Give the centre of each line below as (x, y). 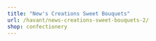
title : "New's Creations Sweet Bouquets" (69, 14)
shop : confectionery (38, 26)
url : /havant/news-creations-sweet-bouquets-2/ (78, 20)
